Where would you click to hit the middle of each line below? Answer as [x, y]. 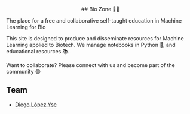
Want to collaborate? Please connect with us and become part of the [91, 65]
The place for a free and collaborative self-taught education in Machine [94, 20]
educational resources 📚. [38, 51]
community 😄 [24, 72]
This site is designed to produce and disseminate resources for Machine [95, 38]
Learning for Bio [26, 27]
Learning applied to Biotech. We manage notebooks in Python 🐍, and [91, 45]
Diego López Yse [36, 104]
